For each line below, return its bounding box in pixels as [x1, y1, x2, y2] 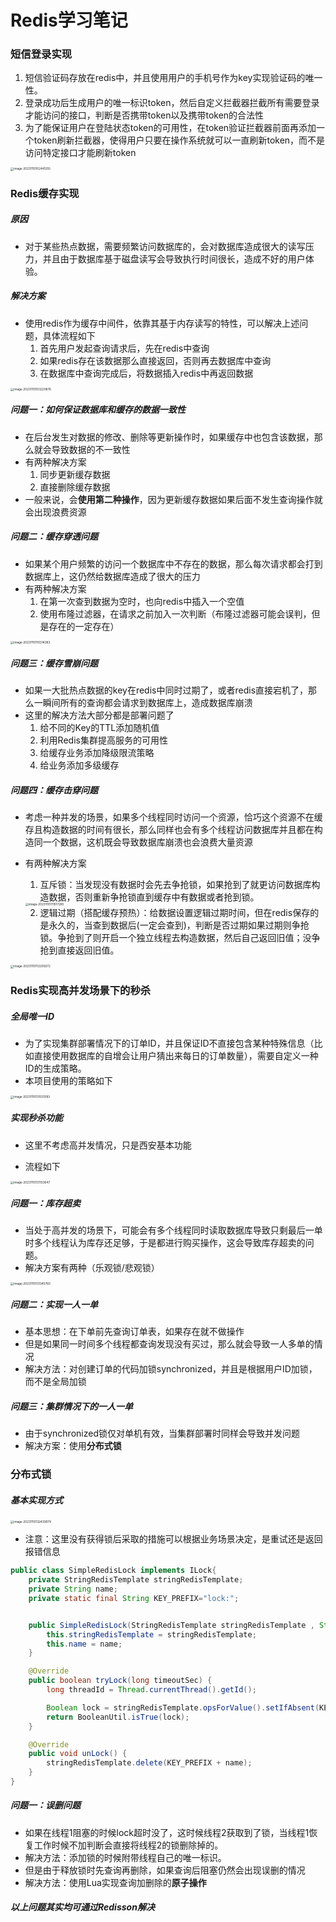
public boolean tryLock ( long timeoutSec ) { [28, 1676, 213, 1686]
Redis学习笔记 [10, 9, 128, 32]
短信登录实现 [10, 47, 73, 61]
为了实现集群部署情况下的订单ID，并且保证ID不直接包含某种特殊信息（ [24, 1037, 315, 1050]
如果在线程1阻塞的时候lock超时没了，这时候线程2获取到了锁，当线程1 [24, 1826, 310, 1838]
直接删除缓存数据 [39, 481, 111, 493]
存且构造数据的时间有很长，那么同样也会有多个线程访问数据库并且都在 [24, 824, 315, 836]
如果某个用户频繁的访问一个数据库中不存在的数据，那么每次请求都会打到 [24, 557, 323, 570]
